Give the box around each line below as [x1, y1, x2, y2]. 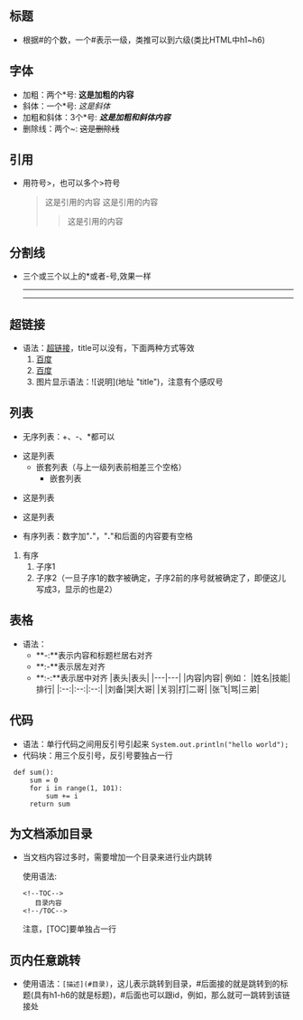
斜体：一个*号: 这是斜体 [22, 100, 111, 111]
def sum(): [13, 768, 54, 777]
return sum [29, 799, 70, 808]
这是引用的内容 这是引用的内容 [44, 197, 159, 208]
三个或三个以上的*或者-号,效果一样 [22, 270, 151, 282]
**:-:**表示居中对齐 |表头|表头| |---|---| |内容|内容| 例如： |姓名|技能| [35, 672, 291, 683]
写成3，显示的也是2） [35, 583, 117, 594]
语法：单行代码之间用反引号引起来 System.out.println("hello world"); [22, 738, 289, 749]
